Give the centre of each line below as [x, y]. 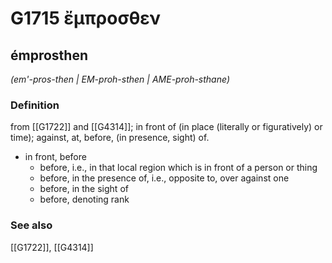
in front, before [55, 157]
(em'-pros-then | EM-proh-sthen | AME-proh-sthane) [120, 79]
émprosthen [49, 55]
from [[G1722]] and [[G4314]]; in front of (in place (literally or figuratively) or [166, 127]
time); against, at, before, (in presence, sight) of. [110, 138]
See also [31, 225]
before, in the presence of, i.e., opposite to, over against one [164, 178]
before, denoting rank [84, 199]
